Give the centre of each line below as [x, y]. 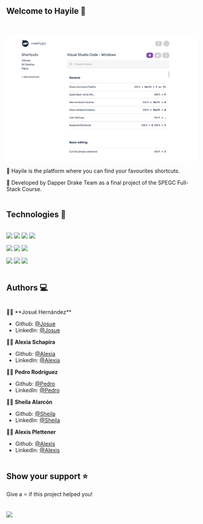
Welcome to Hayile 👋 [46, 11]
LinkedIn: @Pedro [37, 390]
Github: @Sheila [35, 413]
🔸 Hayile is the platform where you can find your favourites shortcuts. [93, 171]
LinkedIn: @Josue [38, 330]
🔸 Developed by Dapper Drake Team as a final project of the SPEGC [91, 182]
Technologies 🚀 [36, 215]
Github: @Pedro [35, 384]
